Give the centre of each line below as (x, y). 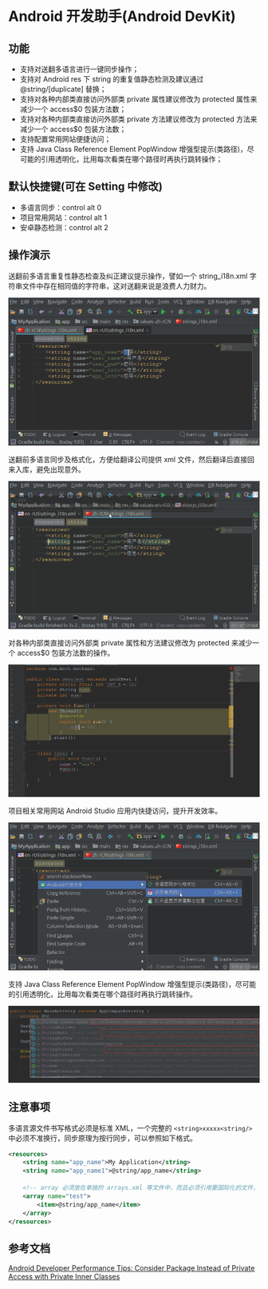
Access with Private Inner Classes (64, 1277)
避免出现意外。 (60, 469)
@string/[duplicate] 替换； (63, 89)
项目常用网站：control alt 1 (63, 217)
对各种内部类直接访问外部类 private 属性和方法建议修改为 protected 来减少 (130, 643)
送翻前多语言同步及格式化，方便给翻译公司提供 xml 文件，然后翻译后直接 (128, 459)
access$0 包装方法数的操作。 (66, 653)
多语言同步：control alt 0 (61, 207)
